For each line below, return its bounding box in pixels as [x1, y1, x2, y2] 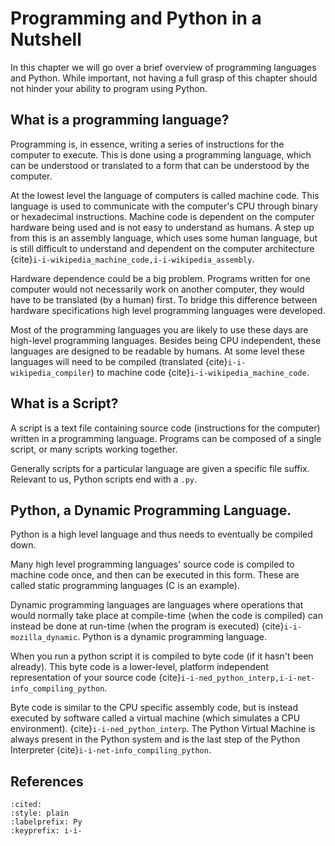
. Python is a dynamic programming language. [77, 631, 268, 643]
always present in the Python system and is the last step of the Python [10, 733, 301, 746]
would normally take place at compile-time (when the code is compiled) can [10, 610, 323, 622]
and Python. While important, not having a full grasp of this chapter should [10, 72, 318, 84]
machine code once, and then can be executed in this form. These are [10, 569, 300, 581]
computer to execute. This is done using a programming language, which [10, 148, 312, 161]
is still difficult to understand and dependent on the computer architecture [10, 242, 315, 254]
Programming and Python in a [10, 7, 262, 30]
